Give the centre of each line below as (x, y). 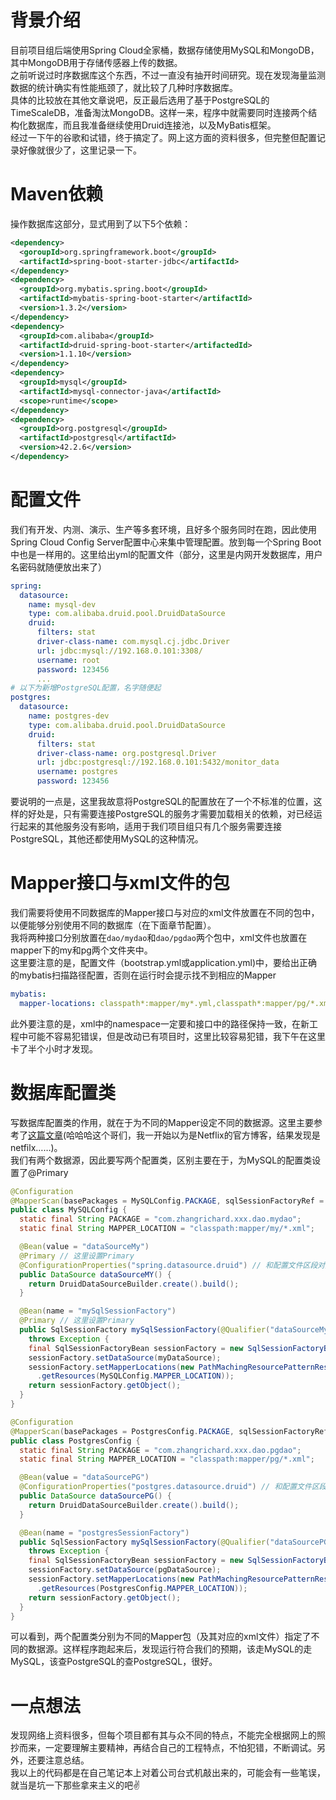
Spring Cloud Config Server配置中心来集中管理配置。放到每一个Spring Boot (166, 542)
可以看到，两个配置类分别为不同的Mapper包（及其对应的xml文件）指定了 (161, 1637)
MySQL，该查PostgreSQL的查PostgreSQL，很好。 (114, 1662)
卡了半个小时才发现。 (54, 1048)
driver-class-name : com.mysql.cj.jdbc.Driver (133, 642)
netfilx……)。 (36, 1147)
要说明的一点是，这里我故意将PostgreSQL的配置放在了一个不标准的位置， (162, 802)
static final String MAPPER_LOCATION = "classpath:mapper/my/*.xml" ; (167, 1229)
